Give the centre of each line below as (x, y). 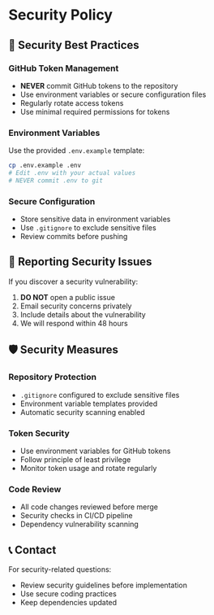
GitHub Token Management (64, 68)
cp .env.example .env (45, 166)
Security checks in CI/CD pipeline (76, 516)
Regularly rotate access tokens (72, 102)
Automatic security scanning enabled (82, 412)
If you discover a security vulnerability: (73, 281)
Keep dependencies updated (68, 602)
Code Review (35, 489)
